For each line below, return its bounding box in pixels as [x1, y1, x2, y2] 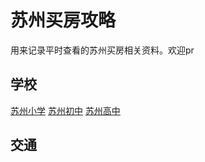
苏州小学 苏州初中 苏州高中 [10, 104, 121, 116]
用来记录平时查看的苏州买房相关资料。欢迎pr [10, 44, 195, 56]
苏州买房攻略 [10, 9, 117, 32]
